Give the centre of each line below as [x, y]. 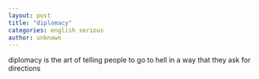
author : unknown [35, 38]
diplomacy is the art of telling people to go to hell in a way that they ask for [129, 60]
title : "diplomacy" [40, 23]
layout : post [30, 15]
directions [24, 69]
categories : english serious [56, 30]
